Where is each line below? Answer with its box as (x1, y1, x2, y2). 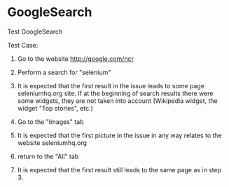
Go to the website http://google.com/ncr (17, 54, 134, 63)
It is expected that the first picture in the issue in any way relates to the (17, 131, 222, 139)
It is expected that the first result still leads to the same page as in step (17, 165, 222, 174)
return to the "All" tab (17, 152, 79, 160)
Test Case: (7, 41, 39, 49)
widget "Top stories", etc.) (17, 104, 93, 112)
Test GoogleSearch (7, 27, 63, 36)
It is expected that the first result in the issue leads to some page (17, 81, 205, 90)
